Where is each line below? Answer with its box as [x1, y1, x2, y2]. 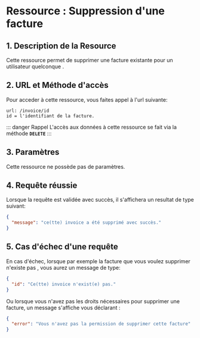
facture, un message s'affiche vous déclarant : [6, 304, 121, 311]
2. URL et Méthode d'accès [6, 80, 109, 90]
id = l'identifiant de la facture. [6, 112, 95, 119]
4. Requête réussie [6, 181, 78, 191]
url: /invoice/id [6, 108, 50, 114]
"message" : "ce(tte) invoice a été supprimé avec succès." [11, 220, 162, 226]
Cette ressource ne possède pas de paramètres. [6, 163, 125, 170]
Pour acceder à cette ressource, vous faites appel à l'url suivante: [6, 96, 168, 103]
